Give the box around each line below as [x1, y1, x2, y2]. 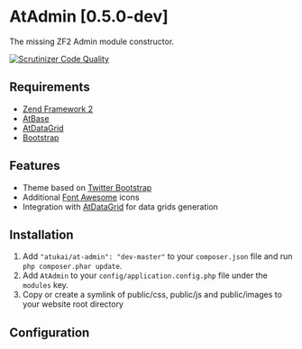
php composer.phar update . [22, 261, 123, 272]
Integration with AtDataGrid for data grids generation [22, 201, 219, 212]
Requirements [9, 79, 90, 95]
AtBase [22, 112, 50, 123]
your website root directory [22, 299, 124, 309]
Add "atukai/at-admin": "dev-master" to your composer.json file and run [22, 251, 293, 262]
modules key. [22, 280, 69, 291]
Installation [9, 227, 74, 242]
